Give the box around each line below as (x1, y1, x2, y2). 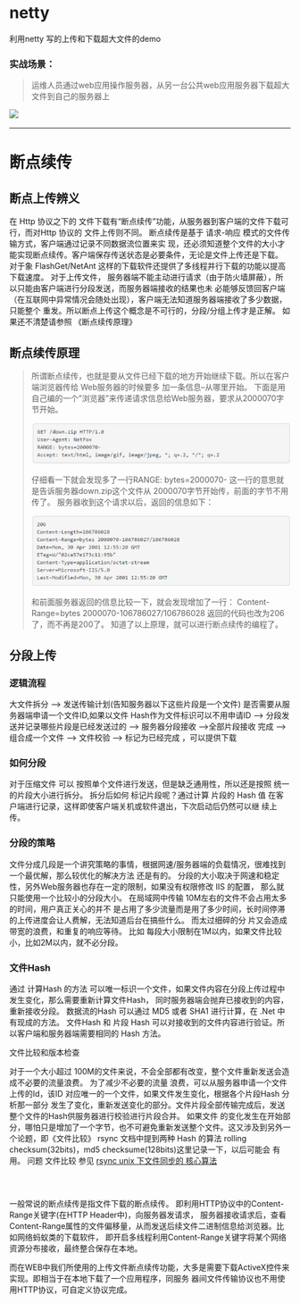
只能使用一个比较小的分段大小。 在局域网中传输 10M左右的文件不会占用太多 (9, 892, 287, 903)
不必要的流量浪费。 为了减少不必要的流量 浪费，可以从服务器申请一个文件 (16, 1077, 287, 1088)
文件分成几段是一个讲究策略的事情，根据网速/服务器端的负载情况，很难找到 (9, 858, 287, 869)
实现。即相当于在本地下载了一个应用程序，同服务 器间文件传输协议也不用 (9, 1273, 278, 1283)
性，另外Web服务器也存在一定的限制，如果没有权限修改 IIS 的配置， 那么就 (9, 881, 285, 891)
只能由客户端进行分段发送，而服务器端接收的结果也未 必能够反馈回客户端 (16, 283, 286, 294)
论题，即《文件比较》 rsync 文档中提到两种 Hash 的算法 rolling (16, 1133, 247, 1143)
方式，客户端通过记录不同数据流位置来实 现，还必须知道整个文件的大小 (16, 238, 278, 249)
